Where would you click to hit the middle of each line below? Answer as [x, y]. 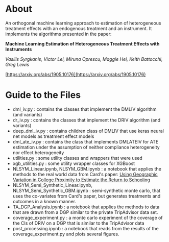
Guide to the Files [43, 95]
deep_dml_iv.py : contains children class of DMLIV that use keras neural [88, 131]
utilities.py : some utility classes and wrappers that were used [78, 158]
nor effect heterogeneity [38, 152]
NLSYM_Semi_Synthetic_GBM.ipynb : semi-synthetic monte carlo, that [87, 190]
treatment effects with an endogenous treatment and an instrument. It [79, 28]
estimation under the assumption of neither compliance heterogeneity [86, 147]
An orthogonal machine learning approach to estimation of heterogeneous [83, 23]
